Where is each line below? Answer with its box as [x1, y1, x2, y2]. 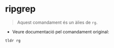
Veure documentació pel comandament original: [12, 29, 109, 34]
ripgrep [5, 3, 36, 15]
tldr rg [5, 38, 21, 43]
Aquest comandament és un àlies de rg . [17, 19, 98, 25]
